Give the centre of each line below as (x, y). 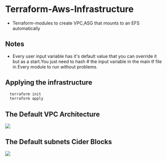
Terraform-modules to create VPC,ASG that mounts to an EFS (76, 23)
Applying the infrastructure (49, 83)
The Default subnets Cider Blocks (59, 142)
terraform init (25, 94)
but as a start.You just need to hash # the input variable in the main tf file (87, 61)
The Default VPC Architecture (52, 114)
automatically (26, 28)
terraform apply (26, 98)
